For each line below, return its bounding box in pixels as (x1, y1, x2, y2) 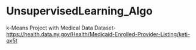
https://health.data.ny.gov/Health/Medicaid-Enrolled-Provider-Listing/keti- (6, 30, 191, 37)
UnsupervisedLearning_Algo (6, 4, 153, 18)
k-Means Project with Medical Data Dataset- (6, 24, 116, 31)
